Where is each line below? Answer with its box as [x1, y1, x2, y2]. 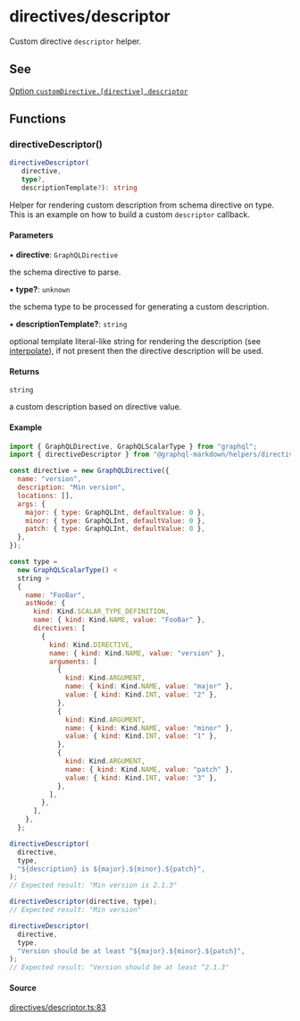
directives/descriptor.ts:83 [9, 1002, 107, 1013]
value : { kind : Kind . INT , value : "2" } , [65, 690, 218, 699]
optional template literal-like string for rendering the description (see [9, 336, 262, 347]
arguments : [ [48, 657, 98, 666]
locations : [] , [17, 491, 74, 500]
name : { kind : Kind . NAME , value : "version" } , [48, 648, 226, 658]
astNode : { [25, 599, 66, 608]
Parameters [9, 230, 54, 240]
